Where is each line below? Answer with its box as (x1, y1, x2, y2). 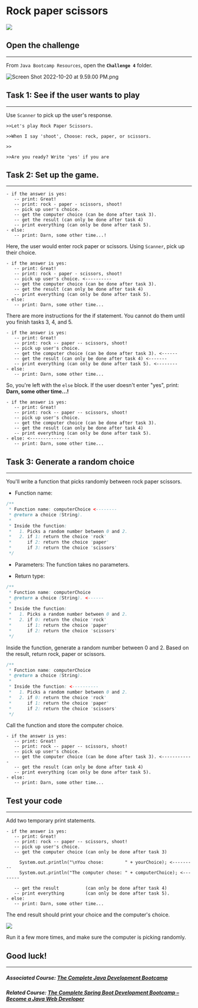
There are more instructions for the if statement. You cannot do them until (6, 312, 185, 320)
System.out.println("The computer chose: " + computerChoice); (19, 870, 178, 876)
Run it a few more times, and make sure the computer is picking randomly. (6, 934, 187, 941)
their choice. (6, 249, 37, 256)
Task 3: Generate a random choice (6, 457, 135, 467)
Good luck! (6, 951, 47, 961)
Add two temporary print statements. (6, 817, 96, 824)
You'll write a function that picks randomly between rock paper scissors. (6, 478, 182, 485)
